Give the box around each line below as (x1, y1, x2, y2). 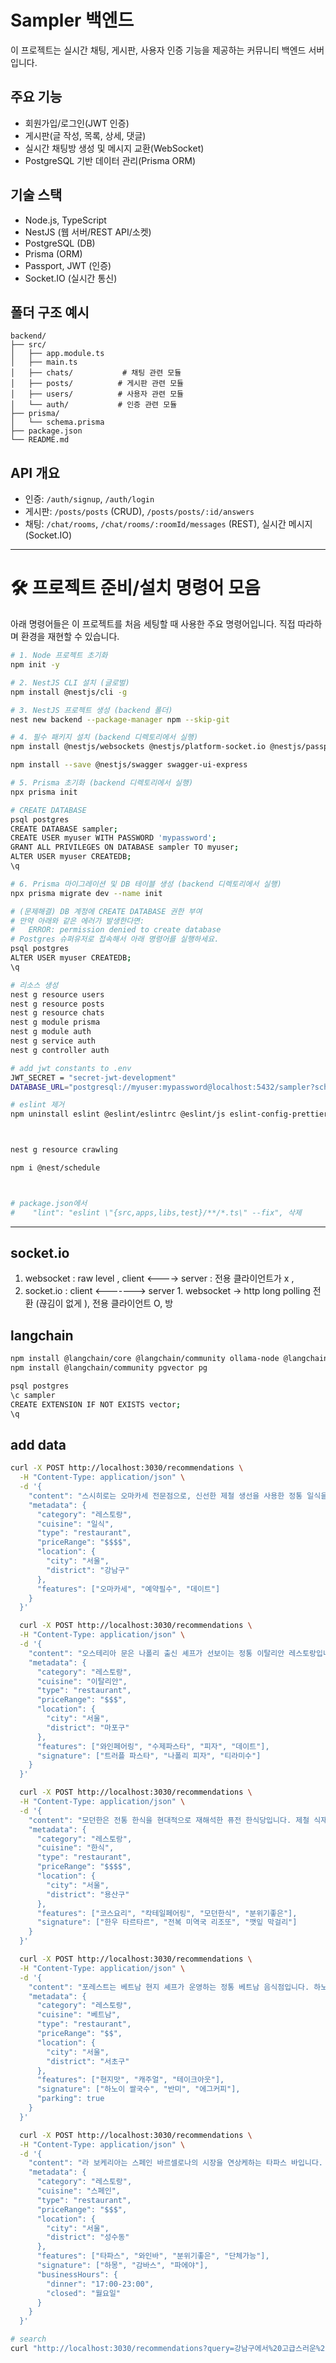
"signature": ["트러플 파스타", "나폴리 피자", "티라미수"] (36, 1751, 262, 1761)
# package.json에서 (10, 1198, 88, 1208)
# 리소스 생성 (10, 980, 59, 990)
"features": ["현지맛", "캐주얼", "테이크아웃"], (36, 2075, 225, 2085)
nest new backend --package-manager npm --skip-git (10, 714, 230, 725)
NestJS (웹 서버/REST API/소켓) (24, 226, 152, 238)
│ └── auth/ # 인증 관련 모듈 (10, 400, 178, 410)
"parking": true (36, 2094, 105, 2104)
